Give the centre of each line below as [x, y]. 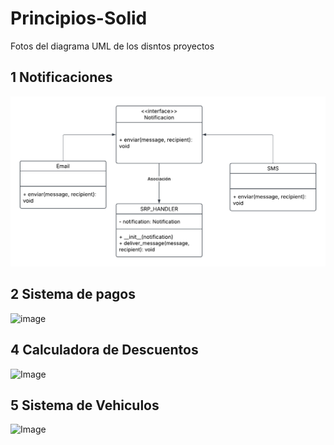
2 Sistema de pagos [73, 294]
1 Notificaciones [61, 77]
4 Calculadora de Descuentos [104, 350]
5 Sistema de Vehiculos [85, 405]
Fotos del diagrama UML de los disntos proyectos [112, 46]
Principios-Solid [79, 18]
